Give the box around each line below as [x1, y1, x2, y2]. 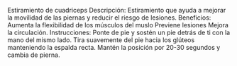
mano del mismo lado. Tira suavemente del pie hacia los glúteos [7, 36, 195, 44]
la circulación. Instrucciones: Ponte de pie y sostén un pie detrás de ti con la [7, 28, 231, 37]
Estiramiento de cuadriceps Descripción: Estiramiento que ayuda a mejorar [7, 6, 226, 14]
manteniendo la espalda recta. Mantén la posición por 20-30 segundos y [7, 44, 221, 51]
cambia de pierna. [7, 51, 60, 59]
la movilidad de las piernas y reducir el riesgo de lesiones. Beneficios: [7, 13, 211, 22]
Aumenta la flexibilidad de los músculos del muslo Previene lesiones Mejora [7, 21, 229, 29]
